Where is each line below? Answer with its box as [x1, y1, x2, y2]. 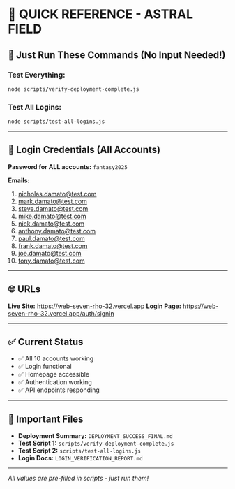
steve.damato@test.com [17, 204, 89, 212]
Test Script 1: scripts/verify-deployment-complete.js [17, 439, 174, 448]
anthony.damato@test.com [17, 226, 96, 235]
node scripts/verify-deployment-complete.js [8, 85, 139, 93]
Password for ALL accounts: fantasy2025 [8, 162, 128, 170]
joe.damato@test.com [17, 249, 82, 257]
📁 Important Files [8, 413, 84, 425]
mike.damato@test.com [17, 212, 86, 220]
